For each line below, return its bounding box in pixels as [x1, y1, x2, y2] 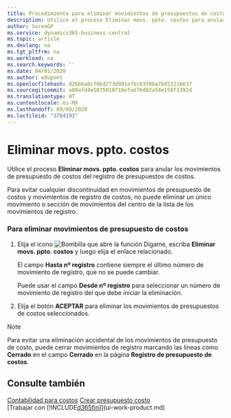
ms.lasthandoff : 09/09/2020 [7, 106, 88, 113]
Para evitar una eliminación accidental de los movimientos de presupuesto [7, 335, 218, 344]
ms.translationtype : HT [7, 93, 76, 100]
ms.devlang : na [7, 42, 51, 49]
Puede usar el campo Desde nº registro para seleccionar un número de [16, 281, 221, 289]
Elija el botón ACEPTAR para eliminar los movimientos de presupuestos [16, 302, 219, 310]
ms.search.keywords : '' [7, 61, 76, 68]
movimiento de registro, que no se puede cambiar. [16, 267, 160, 276]
